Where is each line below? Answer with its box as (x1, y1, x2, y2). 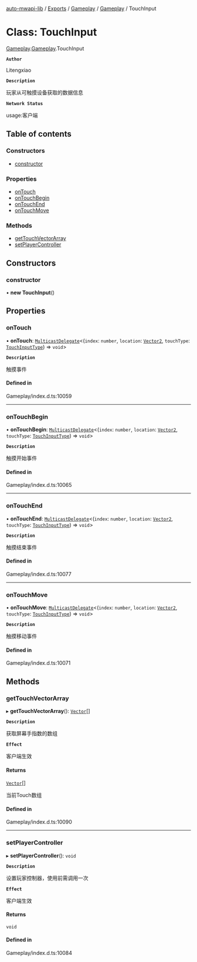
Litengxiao (6, 66, 32, 73)
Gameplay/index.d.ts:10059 (6, 392, 72, 399)
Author (6, 56, 22, 62)
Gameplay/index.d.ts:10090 (6, 819, 72, 826)
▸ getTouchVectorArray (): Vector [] (6, 707, 90, 714)
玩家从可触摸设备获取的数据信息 (6, 89, 83, 96)
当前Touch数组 (6, 792, 42, 799)
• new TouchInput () (6, 289, 55, 296)
